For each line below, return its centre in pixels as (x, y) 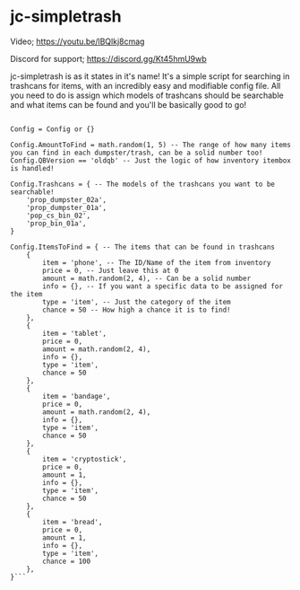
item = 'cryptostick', (85, 459)
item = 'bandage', (77, 396)
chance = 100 (67, 561)
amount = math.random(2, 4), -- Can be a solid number (147, 278)
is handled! (32, 168)
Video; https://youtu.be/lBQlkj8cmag (77, 41)
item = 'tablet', (74, 333)
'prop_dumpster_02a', (66, 199)
